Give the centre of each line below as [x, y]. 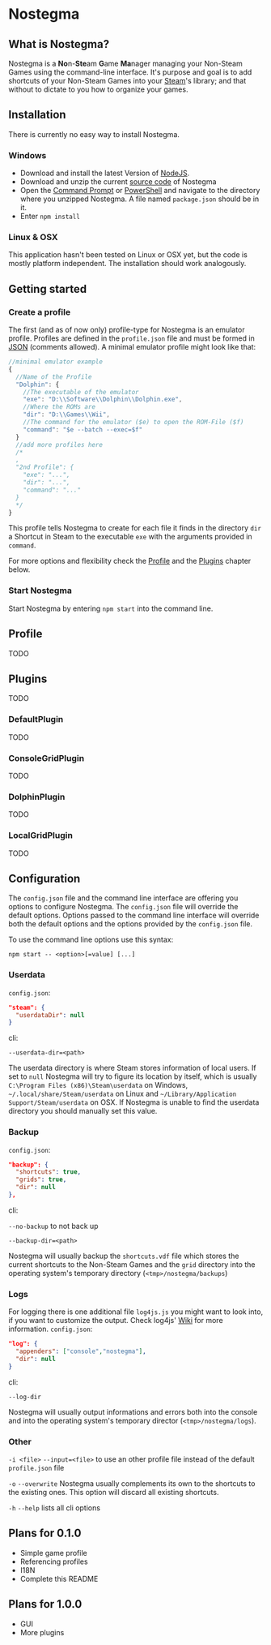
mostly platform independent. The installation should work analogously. [127, 264]
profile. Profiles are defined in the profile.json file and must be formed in [131, 338]
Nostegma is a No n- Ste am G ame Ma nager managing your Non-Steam [125, 63]
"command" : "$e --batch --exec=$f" [83, 430]
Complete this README [59, 1578]
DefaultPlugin [36, 719]
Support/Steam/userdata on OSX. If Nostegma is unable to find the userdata [134, 1102]
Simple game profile [53, 1553]
